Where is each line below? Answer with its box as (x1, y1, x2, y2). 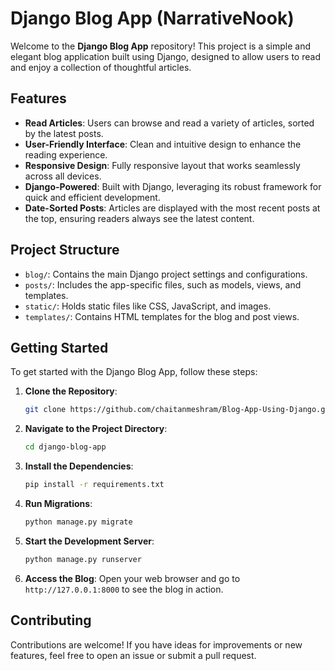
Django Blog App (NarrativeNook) (10, 7, 295, 30)
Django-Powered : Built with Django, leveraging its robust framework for (24, 180, 322, 192)
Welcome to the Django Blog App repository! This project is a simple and (10, 40, 312, 52)
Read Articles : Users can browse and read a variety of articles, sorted (24, 117, 315, 129)
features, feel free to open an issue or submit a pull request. (10, 649, 257, 661)
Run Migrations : (24, 498, 93, 509)
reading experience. (24, 148, 108, 161)
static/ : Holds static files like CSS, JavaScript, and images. (24, 300, 272, 312)
